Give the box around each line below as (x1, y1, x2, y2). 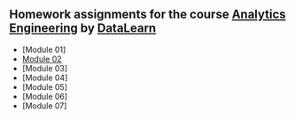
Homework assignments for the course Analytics (9, 7, 286, 22)
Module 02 (21, 53, 62, 64)
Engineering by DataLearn (9, 21, 157, 36)
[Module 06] (21, 91, 68, 101)
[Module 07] (21, 100, 67, 111)
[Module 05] (21, 81, 68, 92)
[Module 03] (21, 63, 68, 73)
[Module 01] (21, 44, 66, 55)
